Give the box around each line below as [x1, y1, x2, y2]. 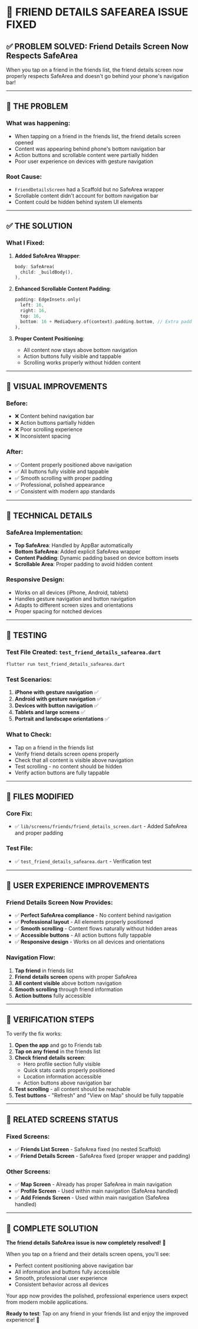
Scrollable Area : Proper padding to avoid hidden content [14, 561, 153, 568]
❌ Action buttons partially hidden [14, 419, 95, 426]
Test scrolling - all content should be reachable [14, 1086, 131, 1093]
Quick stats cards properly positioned [23, 1067, 115, 1074]
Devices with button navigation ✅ [14, 702, 99, 709]
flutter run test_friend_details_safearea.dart [6, 662, 126, 667]
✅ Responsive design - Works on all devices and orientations [14, 939, 165, 946]
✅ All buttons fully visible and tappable [14, 468, 109, 475]
